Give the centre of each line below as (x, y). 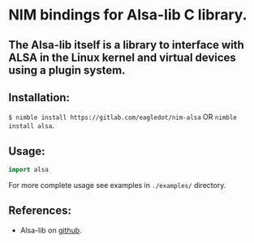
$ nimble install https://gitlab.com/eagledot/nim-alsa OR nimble (123, 117)
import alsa (28, 170)
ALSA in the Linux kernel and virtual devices (123, 57)
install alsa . (31, 126)
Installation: (39, 98)
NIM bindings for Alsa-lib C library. (128, 15)
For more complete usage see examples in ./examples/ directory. (117, 185)
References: (40, 211)
